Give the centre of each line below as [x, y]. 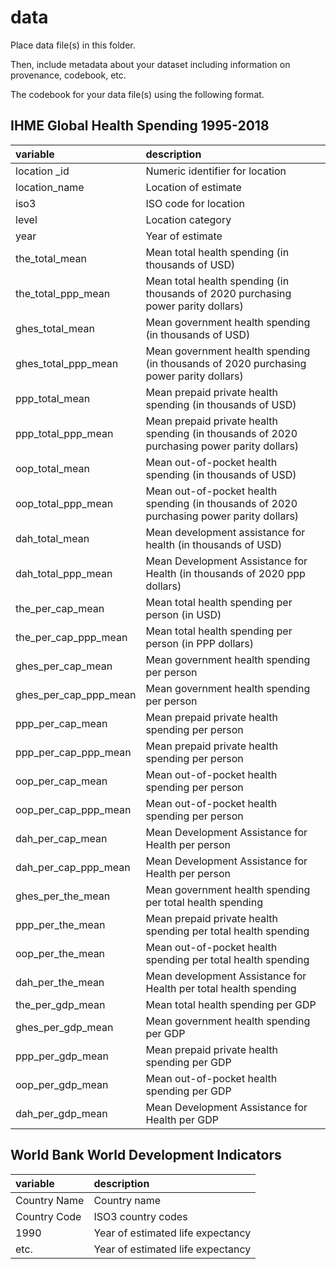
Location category [188, 219]
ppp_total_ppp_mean [64, 433]
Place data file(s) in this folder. [73, 45]
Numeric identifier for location [216, 171]
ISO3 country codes [140, 1216]
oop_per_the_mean [60, 953]
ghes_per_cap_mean [64, 666]
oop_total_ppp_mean [64, 503]
